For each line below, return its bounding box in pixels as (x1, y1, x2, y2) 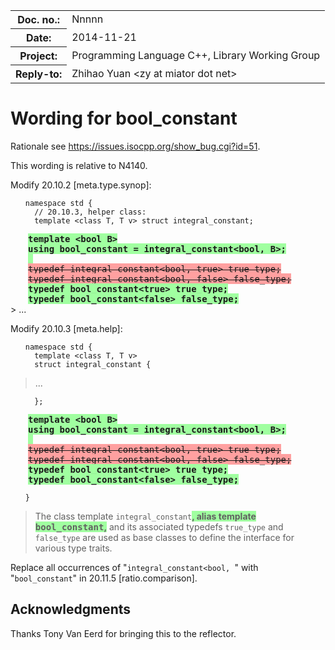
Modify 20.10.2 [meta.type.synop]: (10, 179, 152, 191)
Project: (19, 49, 58, 63)
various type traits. (34, 542, 113, 554)
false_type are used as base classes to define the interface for (34, 531, 295, 543)
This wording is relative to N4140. (10, 159, 148, 171)
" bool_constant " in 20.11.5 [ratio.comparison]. (10, 572, 198, 584)
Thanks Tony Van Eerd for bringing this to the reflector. (10, 627, 237, 639)
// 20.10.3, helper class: (34, 207, 147, 217)
